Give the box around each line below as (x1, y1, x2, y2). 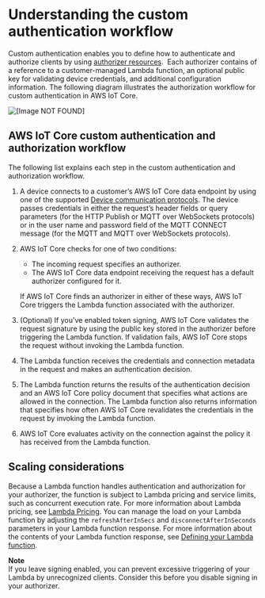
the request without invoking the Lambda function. (19, 340, 184, 350)
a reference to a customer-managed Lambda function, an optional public (8, 65, 245, 75)
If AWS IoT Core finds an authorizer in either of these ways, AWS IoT (19, 291, 243, 301)
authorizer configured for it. (31, 276, 122, 286)
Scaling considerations (8, 460, 125, 473)
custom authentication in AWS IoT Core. (8, 90, 138, 100)
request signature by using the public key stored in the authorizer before (19, 324, 256, 333)
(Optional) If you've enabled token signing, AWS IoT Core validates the (19, 315, 249, 324)
